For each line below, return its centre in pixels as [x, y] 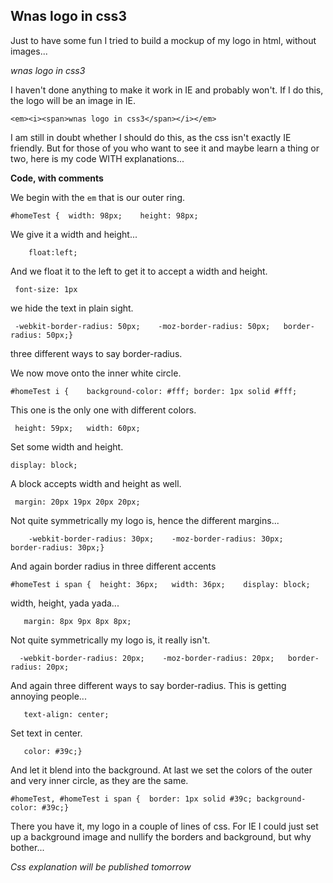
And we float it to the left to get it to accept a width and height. [139, 271]
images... [29, 51]
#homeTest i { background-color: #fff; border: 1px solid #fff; [154, 391]
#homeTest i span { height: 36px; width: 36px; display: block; [160, 584]
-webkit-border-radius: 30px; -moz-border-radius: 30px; [156, 539]
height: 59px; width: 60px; [77, 428]
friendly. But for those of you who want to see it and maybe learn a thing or [165, 148]
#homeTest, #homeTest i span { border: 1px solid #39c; [131, 799]
